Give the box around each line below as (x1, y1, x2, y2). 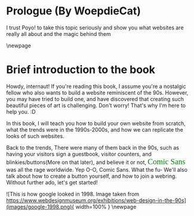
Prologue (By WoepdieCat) (6, 4, 141, 18)
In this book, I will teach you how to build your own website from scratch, (6, 120, 186, 127)
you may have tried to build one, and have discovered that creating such (6, 95, 184, 102)
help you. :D (6, 108, 36, 115)
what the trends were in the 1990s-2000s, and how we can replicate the (6, 126, 183, 133)
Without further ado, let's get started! (6, 178, 98, 186)
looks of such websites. (6, 132, 64, 139)
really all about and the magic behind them (6, 30, 112, 37)
